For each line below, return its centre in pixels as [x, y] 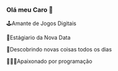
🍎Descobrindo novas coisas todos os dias [59, 50]
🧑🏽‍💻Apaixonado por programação [50, 61]
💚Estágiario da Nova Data [39, 38]
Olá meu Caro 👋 [30, 10]
